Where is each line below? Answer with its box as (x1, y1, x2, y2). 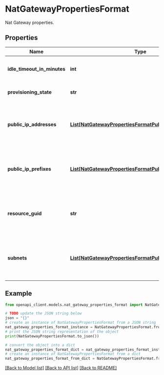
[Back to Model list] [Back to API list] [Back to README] (5, 365, 117, 371)
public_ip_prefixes (7, 165, 51, 172)
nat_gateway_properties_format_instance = (5, 325, 93, 330)
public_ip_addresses (7, 121, 57, 128)
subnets (7, 255, 27, 261)
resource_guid (7, 210, 42, 217)
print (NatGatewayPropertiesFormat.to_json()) (5, 334, 99, 338)
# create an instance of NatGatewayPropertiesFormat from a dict (5, 352, 141, 356)
